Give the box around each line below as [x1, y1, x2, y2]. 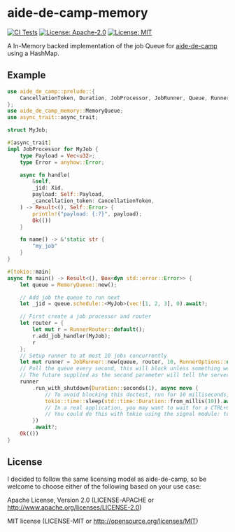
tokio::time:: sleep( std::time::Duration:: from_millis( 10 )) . [44, 398, 224, 405]
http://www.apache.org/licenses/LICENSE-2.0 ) [7, 503, 142, 512]
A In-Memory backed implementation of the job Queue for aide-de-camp [7, 41, 218, 50]
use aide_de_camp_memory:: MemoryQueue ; [7, 107, 124, 115]
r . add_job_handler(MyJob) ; [32, 332, 111, 339]
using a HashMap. [7, 49, 59, 57]
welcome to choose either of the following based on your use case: [7, 482, 201, 491]
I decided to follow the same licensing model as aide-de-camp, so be [7, 475, 207, 483]
